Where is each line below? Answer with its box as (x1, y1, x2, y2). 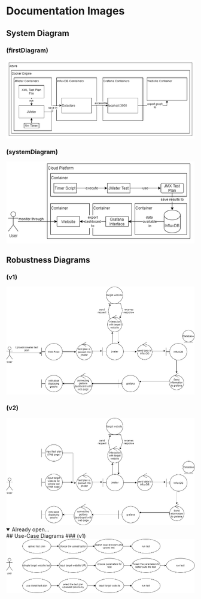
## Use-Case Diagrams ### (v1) (6, 532, 86, 540)
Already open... (11, 526, 50, 533)
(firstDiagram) (6, 46, 49, 55)
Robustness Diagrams (6, 255, 90, 265)
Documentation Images (6, 4, 125, 18)
